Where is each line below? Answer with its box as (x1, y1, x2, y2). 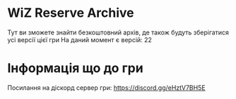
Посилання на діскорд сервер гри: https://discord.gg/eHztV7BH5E (7, 83, 206, 92)
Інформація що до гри (7, 60, 143, 77)
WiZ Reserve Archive (7, 5, 134, 21)
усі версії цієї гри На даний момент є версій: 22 (7, 35, 152, 44)
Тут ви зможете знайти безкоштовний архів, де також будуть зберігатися (7, 28, 230, 37)
